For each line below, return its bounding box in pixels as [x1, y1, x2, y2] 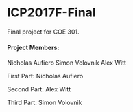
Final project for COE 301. [7, 27, 80, 36]
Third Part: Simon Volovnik [7, 98, 82, 107]
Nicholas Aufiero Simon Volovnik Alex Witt [7, 58, 127, 67]
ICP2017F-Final [7, 5, 96, 21]
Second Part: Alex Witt [7, 85, 71, 93]
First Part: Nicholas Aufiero [7, 72, 84, 80]
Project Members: [7, 43, 60, 52]
